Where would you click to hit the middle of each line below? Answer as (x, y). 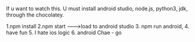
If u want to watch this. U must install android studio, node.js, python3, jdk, (97, 9)
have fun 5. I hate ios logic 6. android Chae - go (64, 33)
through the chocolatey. (35, 15)
